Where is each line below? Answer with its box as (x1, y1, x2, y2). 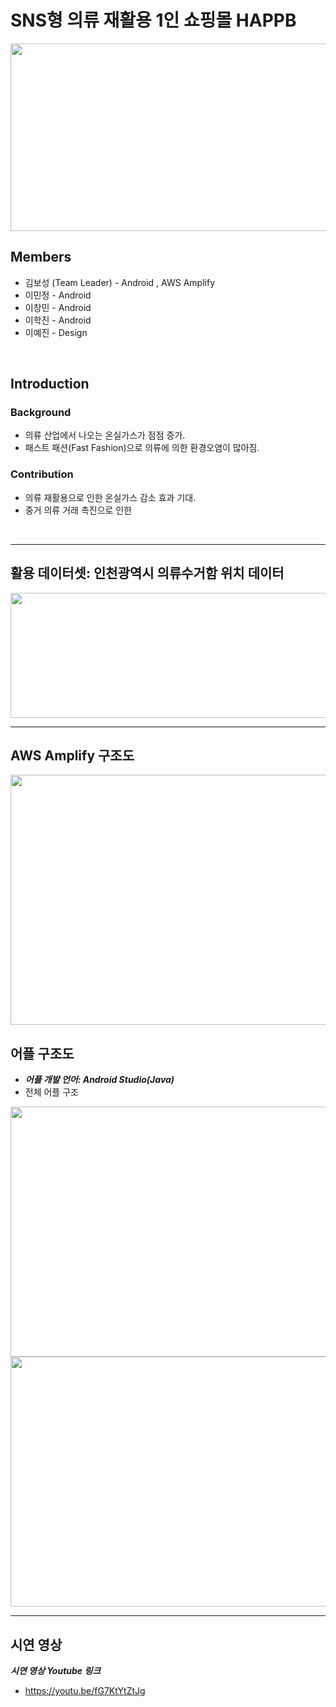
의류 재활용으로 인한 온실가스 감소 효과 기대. (24, 491, 197, 503)
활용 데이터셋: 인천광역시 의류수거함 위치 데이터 (10, 565, 285, 582)
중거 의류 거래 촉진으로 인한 (24, 504, 133, 516)
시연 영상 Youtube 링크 (10, 1664, 102, 1676)
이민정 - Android (24, 289, 92, 301)
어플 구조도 (10, 1045, 75, 1062)
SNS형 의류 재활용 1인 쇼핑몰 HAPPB (10, 9, 297, 32)
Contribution (10, 467, 74, 481)
